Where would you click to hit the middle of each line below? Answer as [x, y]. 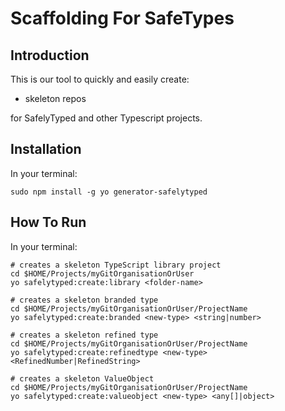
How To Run [48, 222]
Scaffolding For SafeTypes [122, 18]
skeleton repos [55, 98]
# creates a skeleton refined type [84, 335]
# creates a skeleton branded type [84, 300]
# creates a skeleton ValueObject [82, 378]
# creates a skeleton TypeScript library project [116, 265]
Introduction [50, 55]
